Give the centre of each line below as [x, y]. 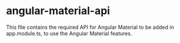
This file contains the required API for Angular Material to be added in [90, 27]
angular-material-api [58, 11]
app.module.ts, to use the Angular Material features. [69, 33]
